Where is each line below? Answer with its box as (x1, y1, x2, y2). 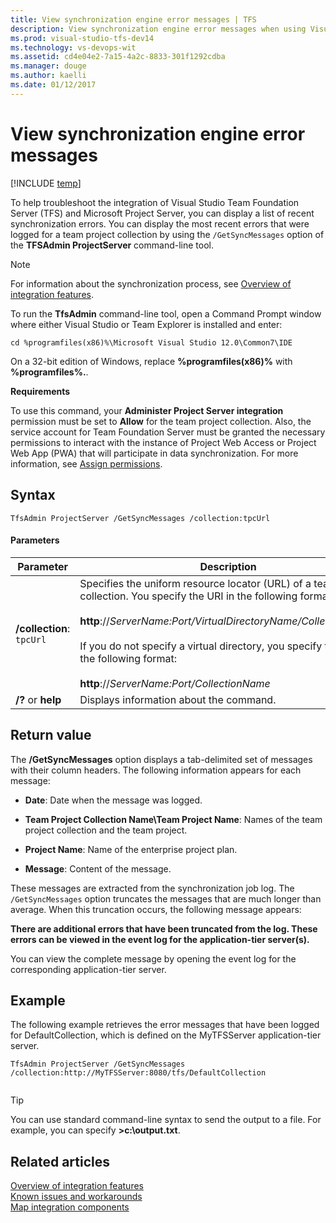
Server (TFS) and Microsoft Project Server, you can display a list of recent (10, 207, 315, 219)
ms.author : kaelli (10, 71, 87, 81)
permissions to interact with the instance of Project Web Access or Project (10, 436, 317, 448)
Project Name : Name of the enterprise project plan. (24, 843, 238, 855)
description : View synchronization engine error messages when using (10, 24, 307, 34)
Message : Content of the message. (24, 862, 172, 875)
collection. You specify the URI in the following (79, 589, 298, 603)
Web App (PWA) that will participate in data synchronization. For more (10, 447, 299, 459)
